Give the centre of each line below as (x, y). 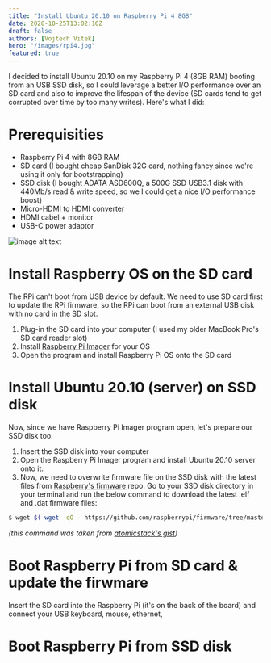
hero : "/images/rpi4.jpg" (52, 46)
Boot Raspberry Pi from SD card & (123, 565)
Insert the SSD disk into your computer (84, 451)
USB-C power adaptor (57, 225)
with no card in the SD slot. (53, 313)
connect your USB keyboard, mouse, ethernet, (85, 614)
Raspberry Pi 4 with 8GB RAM (70, 157)
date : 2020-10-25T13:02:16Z (56, 23)
